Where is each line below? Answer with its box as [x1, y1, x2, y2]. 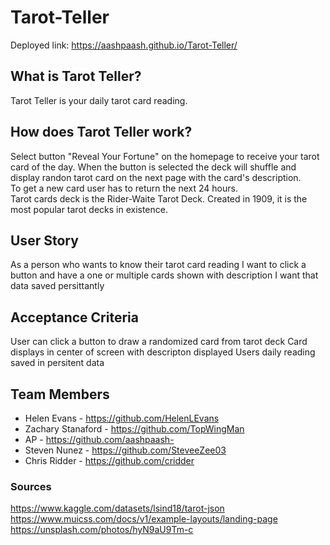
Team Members [10, 386, 110, 403]
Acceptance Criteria [10, 309, 139, 326]
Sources [10, 479, 52, 493]
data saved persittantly [10, 280, 105, 292]
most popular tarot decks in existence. [10, 203, 168, 215]
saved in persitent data [10, 357, 105, 369]
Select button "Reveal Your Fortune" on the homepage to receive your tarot [10, 150, 320, 162]
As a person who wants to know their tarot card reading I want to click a [10, 259, 307, 271]
